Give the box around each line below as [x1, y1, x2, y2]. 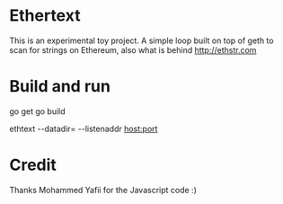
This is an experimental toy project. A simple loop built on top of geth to [9, 35, 274, 46]
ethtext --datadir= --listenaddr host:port [9, 123, 158, 134]
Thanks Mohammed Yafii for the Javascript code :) [9, 184, 198, 195]
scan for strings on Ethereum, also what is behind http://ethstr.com [9, 44, 257, 55]
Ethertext [9, 5, 81, 26]
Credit [9, 155, 57, 175]
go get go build [9, 105, 66, 117]
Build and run [9, 76, 111, 97]
